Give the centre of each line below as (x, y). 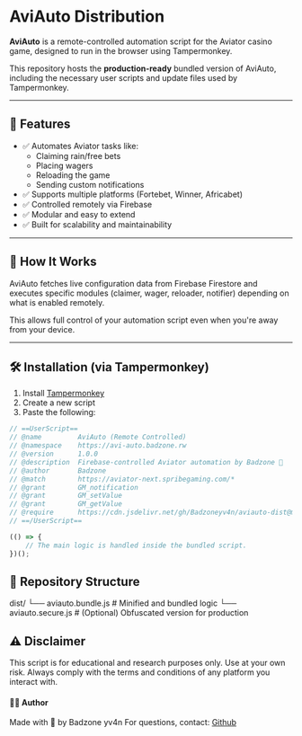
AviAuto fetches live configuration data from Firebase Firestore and (133, 283)
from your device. (42, 329)
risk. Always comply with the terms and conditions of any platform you (140, 672)
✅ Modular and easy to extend (79, 214)
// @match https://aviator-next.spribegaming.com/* (122, 479)
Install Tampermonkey (63, 394)
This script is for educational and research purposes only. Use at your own (147, 663)
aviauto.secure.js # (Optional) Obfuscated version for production (129, 613)
